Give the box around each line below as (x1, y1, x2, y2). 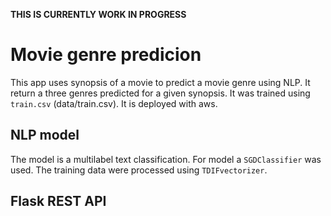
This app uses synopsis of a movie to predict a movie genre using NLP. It (10, 76, 311, 88)
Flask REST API (10, 193, 107, 210)
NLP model (10, 127, 80, 144)
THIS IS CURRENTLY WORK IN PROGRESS (10, 9, 187, 20)
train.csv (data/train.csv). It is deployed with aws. (10, 97, 218, 109)
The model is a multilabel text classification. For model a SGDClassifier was (10, 153, 322, 165)
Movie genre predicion (10, 44, 202, 66)
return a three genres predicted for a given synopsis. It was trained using (10, 87, 311, 99)
